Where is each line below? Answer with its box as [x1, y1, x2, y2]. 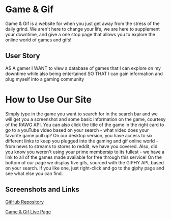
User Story [5, 52, 40, 60]
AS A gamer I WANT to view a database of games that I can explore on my [5, 65, 161, 71]
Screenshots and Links [5, 185, 80, 194]
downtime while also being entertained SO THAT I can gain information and [5, 70, 163, 77]
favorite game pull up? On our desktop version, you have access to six [5, 132, 153, 138]
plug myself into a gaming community [5, 76, 84, 82]
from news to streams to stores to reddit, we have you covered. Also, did [5, 143, 158, 149]
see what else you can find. [5, 170, 63, 177]
